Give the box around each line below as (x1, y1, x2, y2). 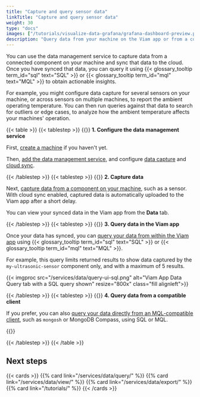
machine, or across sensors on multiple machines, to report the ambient (6, 96, 183, 103)
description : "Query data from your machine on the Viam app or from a (6, 36, 187, 42)
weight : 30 (6, 20, 33, 26)
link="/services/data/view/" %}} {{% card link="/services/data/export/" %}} (6, 378, 192, 385)
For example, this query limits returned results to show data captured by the (6, 256, 192, 263)
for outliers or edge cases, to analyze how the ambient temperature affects (6, 108, 190, 115)
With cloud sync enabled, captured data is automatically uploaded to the (6, 191, 185, 198)
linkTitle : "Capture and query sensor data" (6, 14, 118, 20)
